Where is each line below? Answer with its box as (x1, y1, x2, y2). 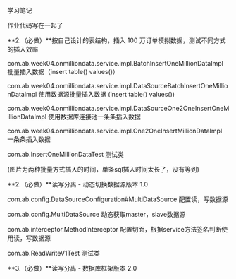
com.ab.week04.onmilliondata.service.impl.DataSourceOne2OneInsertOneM (7, 105, 230, 112)
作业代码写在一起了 (7, 21, 63, 30)
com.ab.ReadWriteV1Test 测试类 (7, 249, 101, 257)
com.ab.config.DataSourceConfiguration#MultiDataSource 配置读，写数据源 (7, 195, 229, 203)
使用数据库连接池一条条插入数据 (48, 112, 141, 121)
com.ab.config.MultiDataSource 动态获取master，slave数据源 (7, 210, 186, 218)
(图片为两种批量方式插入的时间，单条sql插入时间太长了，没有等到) (7, 165, 199, 173)
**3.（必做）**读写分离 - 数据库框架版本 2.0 (7, 264, 137, 272)
